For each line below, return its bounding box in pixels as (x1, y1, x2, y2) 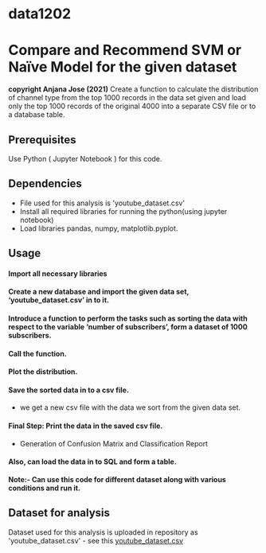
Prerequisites (8, 133, 76, 146)
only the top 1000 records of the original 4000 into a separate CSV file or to (8, 101, 256, 111)
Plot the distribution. (8, 367, 78, 376)
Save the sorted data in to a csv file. (8, 385, 130, 395)
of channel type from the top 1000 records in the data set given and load (8, 93, 247, 103)
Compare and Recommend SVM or (8, 41, 242, 60)
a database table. (8, 110, 65, 119)
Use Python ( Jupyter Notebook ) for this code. (8, 154, 162, 163)
